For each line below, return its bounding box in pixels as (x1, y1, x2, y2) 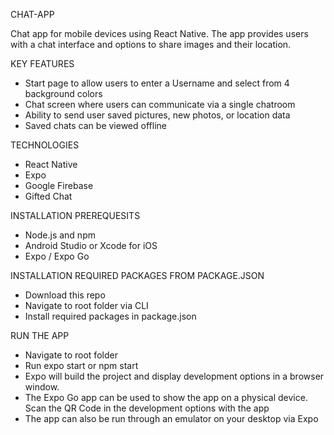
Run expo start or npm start (24, 360, 139, 371)
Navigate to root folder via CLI (24, 300, 149, 311)
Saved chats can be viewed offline (24, 120, 167, 131)
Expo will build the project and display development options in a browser (24, 370, 325, 382)
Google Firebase (24, 180, 94, 191)
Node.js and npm (24, 229, 96, 241)
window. (24, 381, 60, 393)
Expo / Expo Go (24, 250, 90, 262)
